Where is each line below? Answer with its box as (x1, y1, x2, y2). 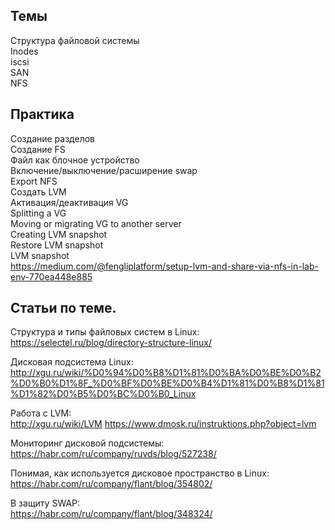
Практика (10, 106, 75, 123)
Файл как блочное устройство (10, 154, 140, 166)
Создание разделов (10, 132, 95, 144)
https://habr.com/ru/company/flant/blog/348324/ (10, 508, 213, 520)
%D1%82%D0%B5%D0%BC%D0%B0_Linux (10, 388, 197, 400)
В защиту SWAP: (10, 497, 81, 509)
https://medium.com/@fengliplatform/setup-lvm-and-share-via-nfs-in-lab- (10, 260, 319, 272)
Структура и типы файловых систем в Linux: (10, 326, 200, 338)
